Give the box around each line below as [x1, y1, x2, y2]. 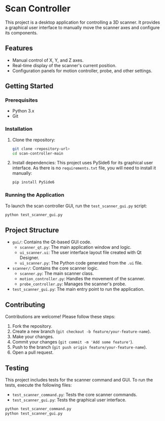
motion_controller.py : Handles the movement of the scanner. [19, 276, 145, 282]
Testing [5, 364, 29, 372]
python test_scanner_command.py [5, 406, 71, 411]
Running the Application [5, 191, 65, 198]
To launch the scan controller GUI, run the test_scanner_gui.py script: [5, 203, 147, 209]
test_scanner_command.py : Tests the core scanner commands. [12, 391, 137, 397]
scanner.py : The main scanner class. [19, 270, 94, 276]
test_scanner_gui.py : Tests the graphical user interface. [12, 397, 127, 403]
